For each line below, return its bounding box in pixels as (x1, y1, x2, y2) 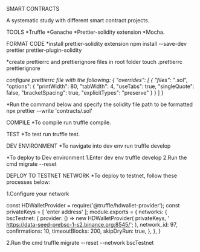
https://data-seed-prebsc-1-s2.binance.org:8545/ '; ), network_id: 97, (6, 221, 178, 228)
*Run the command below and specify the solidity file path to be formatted (6, 101, 193, 108)
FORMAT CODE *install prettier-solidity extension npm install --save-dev (6, 40, 187, 47)
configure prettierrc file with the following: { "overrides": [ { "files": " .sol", (6, 77, 188, 83)
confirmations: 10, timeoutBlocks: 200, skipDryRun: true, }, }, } (6, 227, 161, 235)
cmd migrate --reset (6, 160, 57, 168)
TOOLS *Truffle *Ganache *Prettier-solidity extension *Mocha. (6, 28, 165, 36)
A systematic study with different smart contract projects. (6, 17, 150, 24)
